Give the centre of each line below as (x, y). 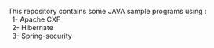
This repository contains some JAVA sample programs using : (107, 11)
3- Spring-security (42, 36)
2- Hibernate (32, 27)
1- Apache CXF (36, 19)
